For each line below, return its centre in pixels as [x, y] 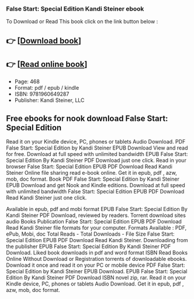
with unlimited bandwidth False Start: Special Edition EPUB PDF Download [95, 192]
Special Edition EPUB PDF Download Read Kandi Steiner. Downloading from [97, 240]
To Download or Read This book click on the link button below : [82, 22]
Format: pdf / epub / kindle [47, 87]
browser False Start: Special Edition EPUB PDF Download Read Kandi [89, 167]
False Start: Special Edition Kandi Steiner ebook [75, 9]
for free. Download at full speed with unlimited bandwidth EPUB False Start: [97, 154]
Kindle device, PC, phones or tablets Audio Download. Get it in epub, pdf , [95, 284]
